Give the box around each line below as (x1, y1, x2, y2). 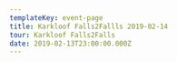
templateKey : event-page (9, 13, 103, 23)
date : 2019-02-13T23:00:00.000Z (9, 38, 132, 48)
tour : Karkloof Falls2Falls (9, 30, 116, 39)
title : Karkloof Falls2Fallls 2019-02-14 (9, 22, 169, 31)
